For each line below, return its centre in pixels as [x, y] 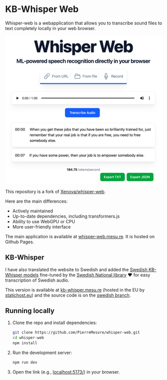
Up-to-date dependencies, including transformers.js [66, 216]
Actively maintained [33, 211]
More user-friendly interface [41, 227]
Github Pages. [20, 242]
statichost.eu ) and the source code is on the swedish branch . [68, 295]
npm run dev [25, 363]
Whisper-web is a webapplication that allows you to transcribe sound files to [84, 23]
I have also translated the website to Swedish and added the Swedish [77, 269]
